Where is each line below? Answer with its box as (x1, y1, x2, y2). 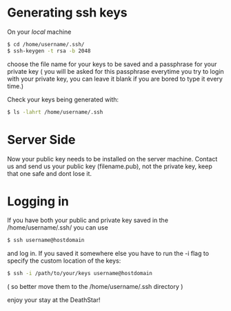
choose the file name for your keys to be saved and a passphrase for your (7, 60, 217, 68)
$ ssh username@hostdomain (7, 237, 85, 244)
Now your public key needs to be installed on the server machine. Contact (7, 154, 218, 163)
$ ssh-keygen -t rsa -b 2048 (7, 47, 91, 54)
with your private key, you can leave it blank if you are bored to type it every (7, 74, 223, 83)
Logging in (7, 193, 69, 209)
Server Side (7, 132, 76, 148)
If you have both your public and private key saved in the (7, 216, 169, 225)
